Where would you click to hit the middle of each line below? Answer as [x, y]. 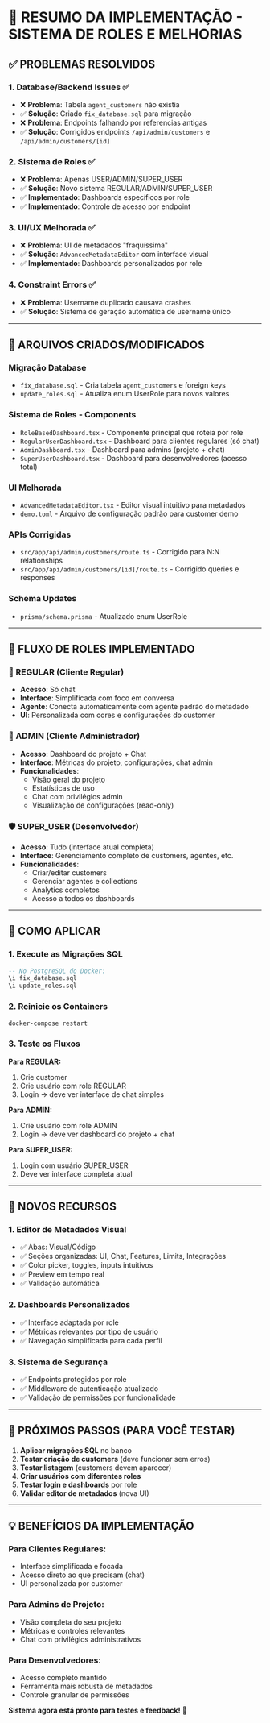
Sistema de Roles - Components [72, 415]
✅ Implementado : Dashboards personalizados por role [111, 264]
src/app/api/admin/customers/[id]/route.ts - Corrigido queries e [129, 569]
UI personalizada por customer [71, 1584]
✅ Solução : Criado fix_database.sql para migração [106, 114]
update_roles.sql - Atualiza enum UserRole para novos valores [125, 394]
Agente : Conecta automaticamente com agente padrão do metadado [134, 707]
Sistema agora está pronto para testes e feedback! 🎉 [98, 1711]
